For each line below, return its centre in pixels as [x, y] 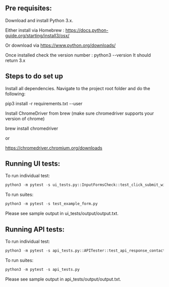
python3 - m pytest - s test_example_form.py [52, 204]
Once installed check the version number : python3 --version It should [78, 55]
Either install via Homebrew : [35, 30]
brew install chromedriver [32, 128]
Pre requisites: [28, 8]
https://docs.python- [87, 30]
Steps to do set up [34, 76]
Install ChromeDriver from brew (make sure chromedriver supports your [80, 113]
